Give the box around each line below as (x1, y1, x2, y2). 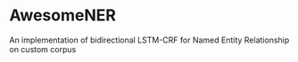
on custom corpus (9, 43, 77, 54)
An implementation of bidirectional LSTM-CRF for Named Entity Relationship (9, 35, 290, 45)
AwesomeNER (9, 5, 116, 26)
